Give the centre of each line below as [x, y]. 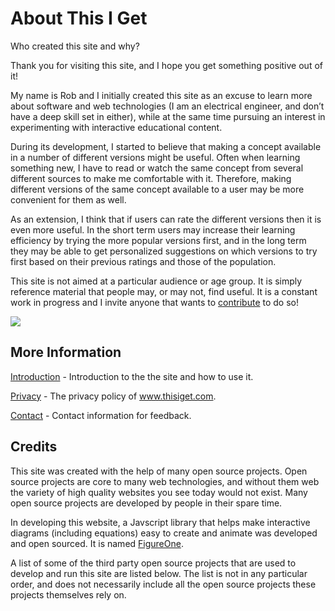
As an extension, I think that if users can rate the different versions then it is [166, 219]
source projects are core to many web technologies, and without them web [165, 481]
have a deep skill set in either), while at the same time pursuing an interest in [168, 116]
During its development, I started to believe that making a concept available [166, 146]
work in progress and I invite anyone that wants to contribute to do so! [155, 302]
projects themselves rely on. [68, 594]
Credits [34, 447]
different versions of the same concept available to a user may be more [157, 189]
